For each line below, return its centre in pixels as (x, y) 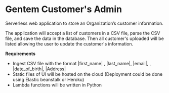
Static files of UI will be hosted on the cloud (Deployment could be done (88, 74)
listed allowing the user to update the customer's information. (69, 43)
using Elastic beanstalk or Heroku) (48, 79)
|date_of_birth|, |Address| (39, 69)
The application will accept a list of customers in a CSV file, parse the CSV (83, 33)
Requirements (20, 54)
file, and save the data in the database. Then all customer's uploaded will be (85, 38)
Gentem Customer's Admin (64, 9)
